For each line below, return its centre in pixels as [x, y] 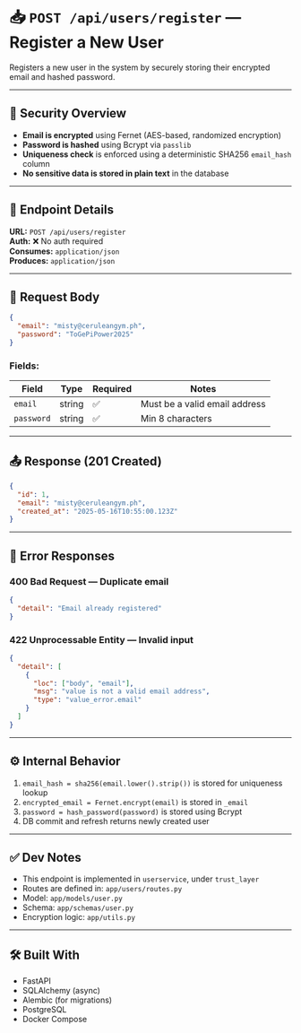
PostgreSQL [44, 1010]
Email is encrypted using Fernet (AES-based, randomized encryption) [152, 135]
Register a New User [86, 43]
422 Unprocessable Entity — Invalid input [102, 639]
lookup [35, 792]
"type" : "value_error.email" [87, 700]
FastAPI [36, 981]
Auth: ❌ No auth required [56, 241]
